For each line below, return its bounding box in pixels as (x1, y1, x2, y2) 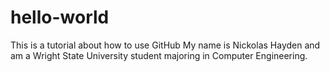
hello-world (10, 6, 110, 29)
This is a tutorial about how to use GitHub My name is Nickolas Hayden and (10, 39, 321, 51)
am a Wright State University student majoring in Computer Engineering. (10, 49, 308, 61)
